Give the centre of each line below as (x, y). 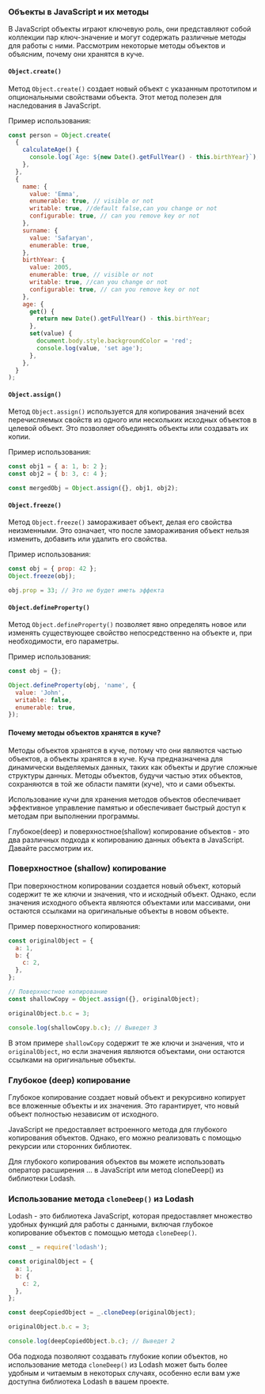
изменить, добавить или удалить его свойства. (88, 539)
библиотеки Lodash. (42, 1178)
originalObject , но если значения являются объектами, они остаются (127, 1051)
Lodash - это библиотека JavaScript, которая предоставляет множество (131, 1216)
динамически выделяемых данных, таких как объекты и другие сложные (133, 767)
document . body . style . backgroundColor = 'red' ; (115, 341)
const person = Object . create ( (60, 135)
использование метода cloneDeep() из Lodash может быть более (118, 1364)
